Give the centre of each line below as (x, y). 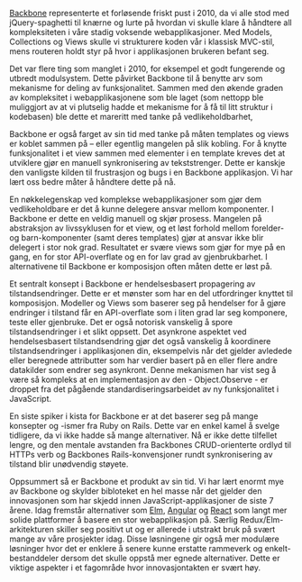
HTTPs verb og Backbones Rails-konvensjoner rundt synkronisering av (141, 455)
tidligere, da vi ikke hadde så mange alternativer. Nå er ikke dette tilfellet (143, 435)
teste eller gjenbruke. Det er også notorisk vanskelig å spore (121, 322)
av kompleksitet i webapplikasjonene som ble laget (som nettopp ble (137, 97)
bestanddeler (34, 558)
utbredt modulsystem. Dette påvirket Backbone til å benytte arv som (136, 78)
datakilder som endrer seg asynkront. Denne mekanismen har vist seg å (143, 370)
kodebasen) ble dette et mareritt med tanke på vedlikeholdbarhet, (131, 117)
